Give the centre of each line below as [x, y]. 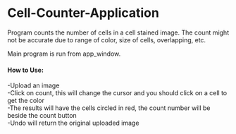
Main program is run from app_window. [64, 54]
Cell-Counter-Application [83, 13]
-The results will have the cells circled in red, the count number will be [109, 108]
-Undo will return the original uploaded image [73, 123]
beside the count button [42, 116]
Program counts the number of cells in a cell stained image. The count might [118, 32]
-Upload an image [33, 85]
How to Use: [26, 70]
